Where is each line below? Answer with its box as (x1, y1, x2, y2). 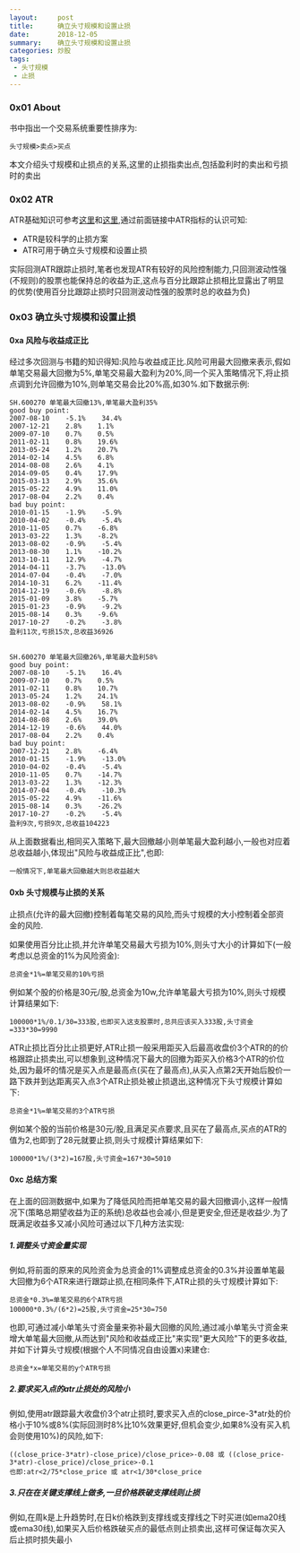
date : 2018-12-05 (9, 30, 99, 39)
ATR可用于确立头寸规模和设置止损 (21, 245, 148, 256)
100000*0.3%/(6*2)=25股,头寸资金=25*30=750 (9, 1305, 167, 1314)
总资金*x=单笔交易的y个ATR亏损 (9, 1364, 111, 1373)
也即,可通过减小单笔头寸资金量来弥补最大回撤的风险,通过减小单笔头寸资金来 (9, 1322, 289, 1332)
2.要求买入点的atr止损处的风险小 (9, 1384, 131, 1394)
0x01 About (9, 100, 61, 113)
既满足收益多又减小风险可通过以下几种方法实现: (9, 1218, 185, 1228)
